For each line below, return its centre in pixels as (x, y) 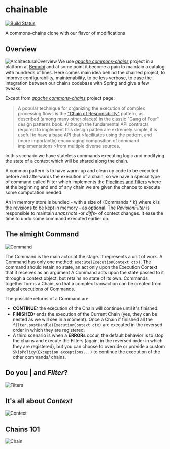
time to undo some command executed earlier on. (57, 218)
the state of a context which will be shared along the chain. (67, 161)
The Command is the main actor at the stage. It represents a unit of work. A (84, 256)
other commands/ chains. (39, 357)
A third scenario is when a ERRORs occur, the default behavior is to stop (88, 335)
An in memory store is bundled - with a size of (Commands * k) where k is (82, 202)
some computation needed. (34, 192)
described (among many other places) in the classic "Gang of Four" (88, 119)
